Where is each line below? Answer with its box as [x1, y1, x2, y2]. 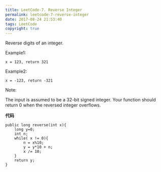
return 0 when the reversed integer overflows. [5, 102, 101, 108]
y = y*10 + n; [23, 145, 53, 150]
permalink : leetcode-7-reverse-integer [5, 12, 89, 17]
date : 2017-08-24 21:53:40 [5, 17, 62, 22]
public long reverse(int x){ [5, 123, 67, 128]
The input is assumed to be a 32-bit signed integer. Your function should [5, 97, 156, 103]
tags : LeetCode [5, 21, 37, 27]
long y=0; [14, 127, 35, 132]
